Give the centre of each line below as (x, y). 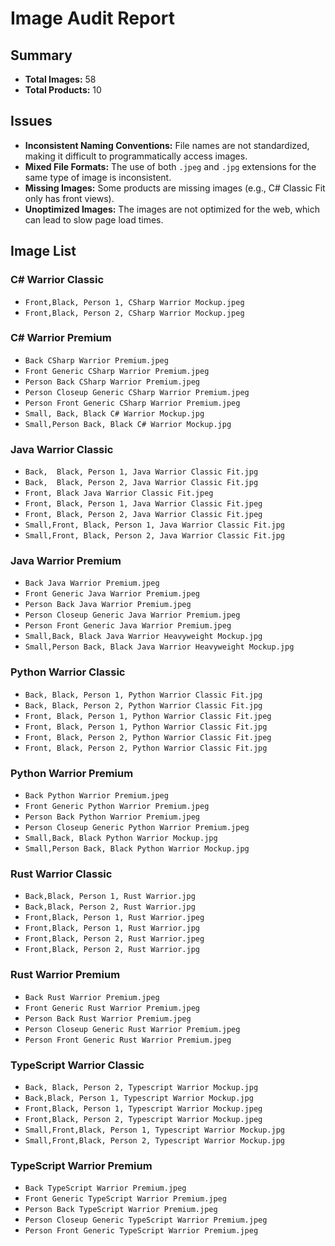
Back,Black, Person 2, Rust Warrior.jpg (110, 907)
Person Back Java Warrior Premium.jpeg (108, 605)
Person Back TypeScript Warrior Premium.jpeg (121, 1210)
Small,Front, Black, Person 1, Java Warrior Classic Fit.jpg (155, 525)
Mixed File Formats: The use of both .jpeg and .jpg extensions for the (170, 166)
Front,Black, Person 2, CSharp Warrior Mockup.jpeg (134, 313)
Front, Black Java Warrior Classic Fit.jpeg (119, 493)
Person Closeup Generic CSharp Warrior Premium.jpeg (137, 392)
